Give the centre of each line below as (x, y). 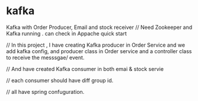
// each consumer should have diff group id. (60, 80)
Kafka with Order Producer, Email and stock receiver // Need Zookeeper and (99, 27)
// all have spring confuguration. (45, 92)
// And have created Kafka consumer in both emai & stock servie (85, 69)
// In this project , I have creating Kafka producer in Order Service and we (96, 45)
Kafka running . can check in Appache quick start (67, 33)
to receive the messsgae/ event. (45, 57)
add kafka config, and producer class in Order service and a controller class (99, 51)
